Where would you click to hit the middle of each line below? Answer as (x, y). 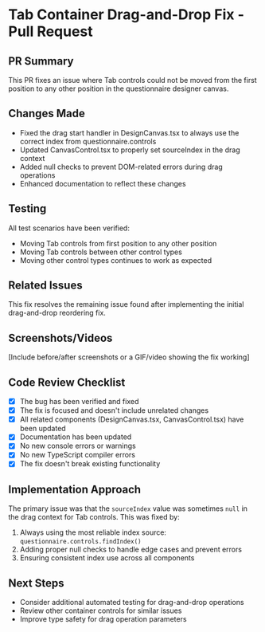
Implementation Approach (75, 489)
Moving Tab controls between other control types (101, 252)
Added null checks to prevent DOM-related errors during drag (121, 167)
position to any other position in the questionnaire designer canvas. (119, 88)
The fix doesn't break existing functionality (90, 464)
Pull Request (51, 31)
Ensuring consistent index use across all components (107, 558)
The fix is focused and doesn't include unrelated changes (114, 410)
